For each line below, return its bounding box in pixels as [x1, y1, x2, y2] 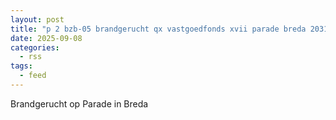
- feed [19, 71, 47, 81]
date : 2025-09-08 [10, 33, 83, 43]
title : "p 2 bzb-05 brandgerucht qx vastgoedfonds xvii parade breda [10, 24, 307, 34]
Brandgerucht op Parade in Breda [10, 97, 149, 110]
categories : [10, 42, 60, 53]
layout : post [10, 14, 65, 25]
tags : [10, 61, 33, 71]
